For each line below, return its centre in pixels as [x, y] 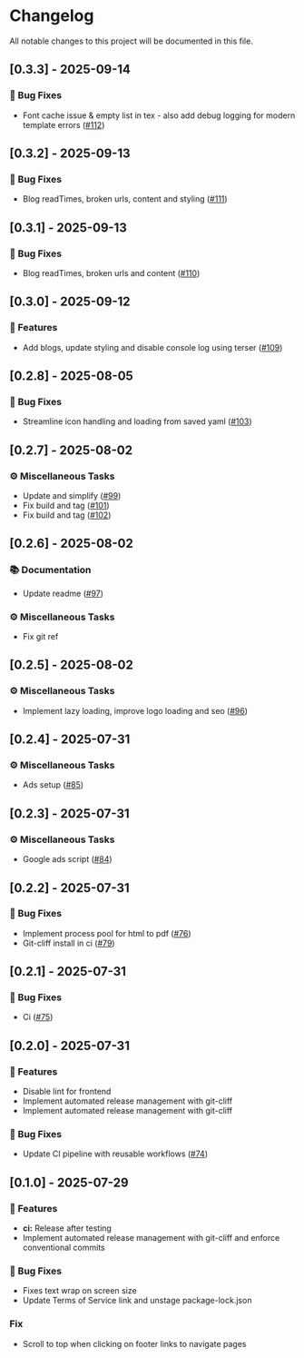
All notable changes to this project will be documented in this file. [132, 41]
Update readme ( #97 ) [63, 593]
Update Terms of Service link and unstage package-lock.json [137, 1301]
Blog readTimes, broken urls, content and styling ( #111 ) [125, 199]
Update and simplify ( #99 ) [72, 496]
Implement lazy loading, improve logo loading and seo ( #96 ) [135, 710]
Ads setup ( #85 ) [53, 785]
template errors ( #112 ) [64, 124]
